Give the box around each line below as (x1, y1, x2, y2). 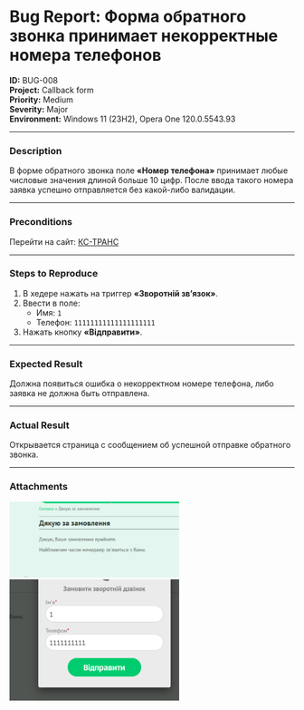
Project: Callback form (9, 84, 95, 95)
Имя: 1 (35, 306, 62, 318)
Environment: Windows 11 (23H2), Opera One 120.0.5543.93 (9, 113, 236, 124)
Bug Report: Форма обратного (9, 6, 247, 27)
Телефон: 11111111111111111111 (35, 316, 156, 327)
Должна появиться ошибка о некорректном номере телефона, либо (9, 378, 274, 389)
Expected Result (9, 357, 83, 370)
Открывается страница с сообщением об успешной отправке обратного (9, 440, 291, 451)
